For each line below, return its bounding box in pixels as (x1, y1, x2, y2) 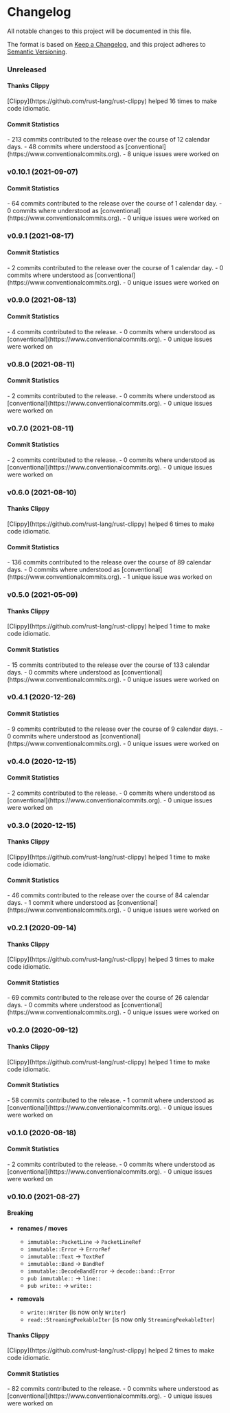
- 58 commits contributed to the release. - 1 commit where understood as (7, 1096, 215, 1104)
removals (16, 1295, 45, 1303)
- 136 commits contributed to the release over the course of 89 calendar (7, 558, 211, 567)
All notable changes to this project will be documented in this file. (7, 27, 192, 35)
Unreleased (7, 65, 47, 74)
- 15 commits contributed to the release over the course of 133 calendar (7, 661, 210, 669)
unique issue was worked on (131, 573, 213, 581)
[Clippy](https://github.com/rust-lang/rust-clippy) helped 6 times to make (7, 520, 215, 528)
